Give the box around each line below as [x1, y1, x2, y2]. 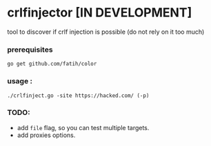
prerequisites [7, 45, 53, 54]
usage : [7, 76, 33, 86]
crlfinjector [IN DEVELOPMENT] [7, 5, 192, 21]
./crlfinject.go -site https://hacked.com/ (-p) [7, 92, 150, 99]
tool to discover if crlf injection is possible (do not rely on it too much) [7, 28, 205, 36]
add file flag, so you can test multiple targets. [17, 123, 150, 132]
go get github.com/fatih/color [7, 61, 97, 67]
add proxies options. [17, 131, 76, 139]
